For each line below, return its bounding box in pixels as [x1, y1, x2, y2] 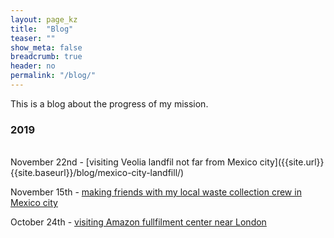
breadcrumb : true [10, 52, 83, 62]
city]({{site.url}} [259, 156, 325, 168]
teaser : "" [10, 33, 56, 43]
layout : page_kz [10, 14, 78, 25]
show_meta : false [10, 42, 83, 53]
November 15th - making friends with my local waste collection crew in [10, 186, 302, 198]
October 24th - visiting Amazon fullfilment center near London [10, 216, 267, 228]
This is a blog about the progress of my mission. [10, 97, 209, 110]
